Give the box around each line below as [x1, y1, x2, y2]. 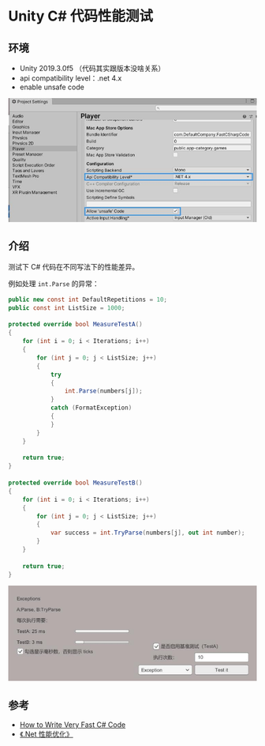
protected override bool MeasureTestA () [8, 321, 144, 329]
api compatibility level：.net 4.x [19, 73, 122, 83]
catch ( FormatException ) [50, 404, 132, 412]
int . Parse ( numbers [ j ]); [64, 387, 144, 395]
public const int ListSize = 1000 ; [8, 303, 125, 312]
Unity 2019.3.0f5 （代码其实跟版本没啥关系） [19, 64, 166, 73]
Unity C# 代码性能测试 [8, 7, 154, 25]
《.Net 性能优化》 [19, 729, 73, 739]
